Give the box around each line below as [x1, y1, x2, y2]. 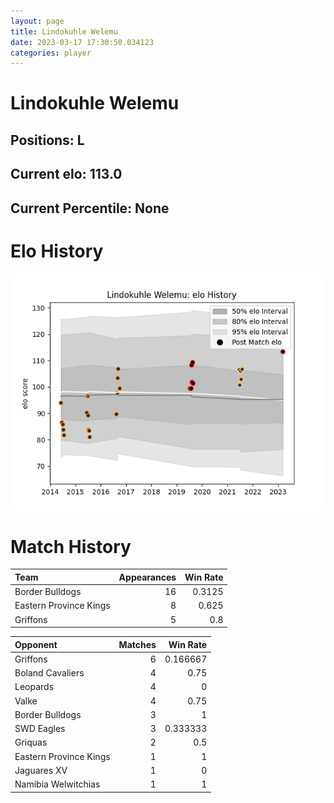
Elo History [10, 240, 104, 262]
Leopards [14, 681, 55, 693]
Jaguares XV [14, 764, 68, 776]
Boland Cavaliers [14, 667, 85, 679]
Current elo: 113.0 [10, 166, 123, 183]
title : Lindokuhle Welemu [10, 26, 118, 37]
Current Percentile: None [10, 200, 170, 217]
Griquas [14, 736, 48, 749]
